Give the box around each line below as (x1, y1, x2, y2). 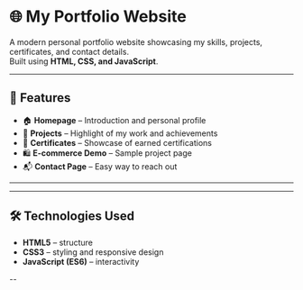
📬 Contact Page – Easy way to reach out (22, 160, 178, 172)
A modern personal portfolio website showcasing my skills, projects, (9, 36, 263, 47)
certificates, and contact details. (9, 46, 129, 57)
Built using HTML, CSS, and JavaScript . (9, 56, 159, 67)
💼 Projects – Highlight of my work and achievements (22, 128, 218, 139)
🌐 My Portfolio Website (9, 6, 187, 27)
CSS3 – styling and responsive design (22, 246, 164, 258)
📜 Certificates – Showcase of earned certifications (22, 137, 212, 148)
